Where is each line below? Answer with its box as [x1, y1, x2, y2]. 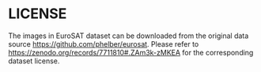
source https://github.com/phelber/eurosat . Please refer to [8, 39, 199, 48]
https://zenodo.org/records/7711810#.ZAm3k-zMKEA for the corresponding [8, 47, 254, 57]
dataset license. [8, 56, 60, 66]
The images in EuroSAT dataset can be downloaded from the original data [8, 31, 249, 40]
